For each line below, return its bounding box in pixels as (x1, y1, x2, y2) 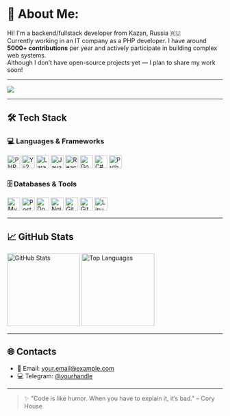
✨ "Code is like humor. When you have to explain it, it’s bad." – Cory (23, 394, 215, 402)
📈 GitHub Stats (7, 231, 74, 243)
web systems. (7, 51, 47, 59)
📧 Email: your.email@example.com (16, 364, 114, 372)
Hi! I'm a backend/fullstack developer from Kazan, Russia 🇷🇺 (7, 29, 181, 37)
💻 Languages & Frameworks (7, 136, 105, 146)
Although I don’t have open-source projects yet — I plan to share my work (7, 58, 216, 66)
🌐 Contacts (7, 346, 57, 358)
